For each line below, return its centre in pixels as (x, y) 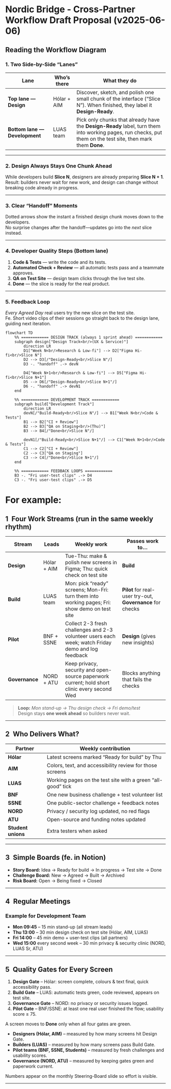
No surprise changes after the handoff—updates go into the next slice (79, 228)
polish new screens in (91, 563)
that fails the (137, 680)
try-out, (144, 596)
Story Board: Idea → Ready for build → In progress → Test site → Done (87, 870)
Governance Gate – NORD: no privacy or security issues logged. (80, 1003)
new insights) (138, 643)
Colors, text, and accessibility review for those (102, 765)
